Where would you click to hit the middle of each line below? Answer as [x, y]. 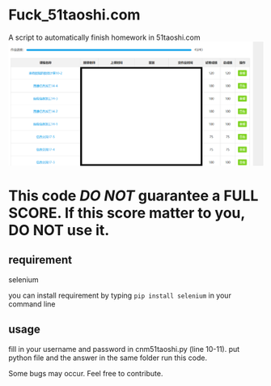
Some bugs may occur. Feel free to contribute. [86, 373]
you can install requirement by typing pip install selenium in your [120, 295]
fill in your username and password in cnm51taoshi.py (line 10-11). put [124, 349]
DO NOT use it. [59, 230]
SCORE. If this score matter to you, [127, 213]
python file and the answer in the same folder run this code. [108, 358]
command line [32, 304]
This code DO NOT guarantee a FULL [133, 195]
